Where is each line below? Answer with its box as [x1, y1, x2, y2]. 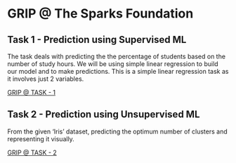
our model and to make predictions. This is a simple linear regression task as [7, 67, 229, 75]
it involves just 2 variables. [7, 74, 84, 83]
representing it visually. [7, 134, 75, 143]
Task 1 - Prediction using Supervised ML [7, 34, 187, 46]
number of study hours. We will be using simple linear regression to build [7, 60, 219, 68]
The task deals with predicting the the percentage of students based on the [7, 52, 226, 60]
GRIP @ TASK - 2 [7, 148, 58, 157]
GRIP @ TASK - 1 [7, 89, 56, 96]
